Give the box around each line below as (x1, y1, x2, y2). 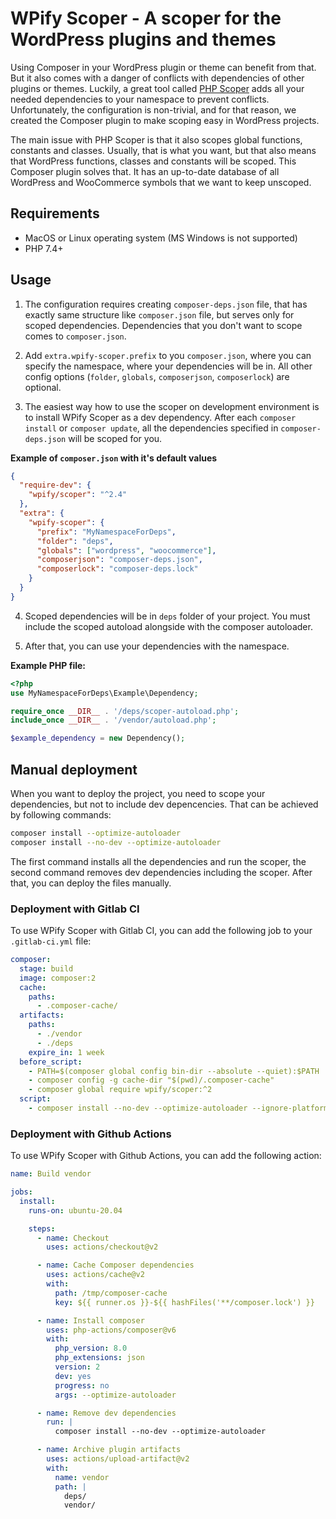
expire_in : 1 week (28, 1047, 105, 1057)
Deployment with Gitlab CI (10, 902, 140, 916)
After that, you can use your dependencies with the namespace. (24, 640, 290, 652)
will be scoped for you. (68, 432, 163, 444)
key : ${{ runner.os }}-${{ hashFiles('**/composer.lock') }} (54, 1297, 315, 1307)
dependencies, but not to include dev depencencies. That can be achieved (10, 798, 319, 810)
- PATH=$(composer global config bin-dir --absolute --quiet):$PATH (28, 1066, 320, 1076)
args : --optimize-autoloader (54, 1390, 177, 1400)
